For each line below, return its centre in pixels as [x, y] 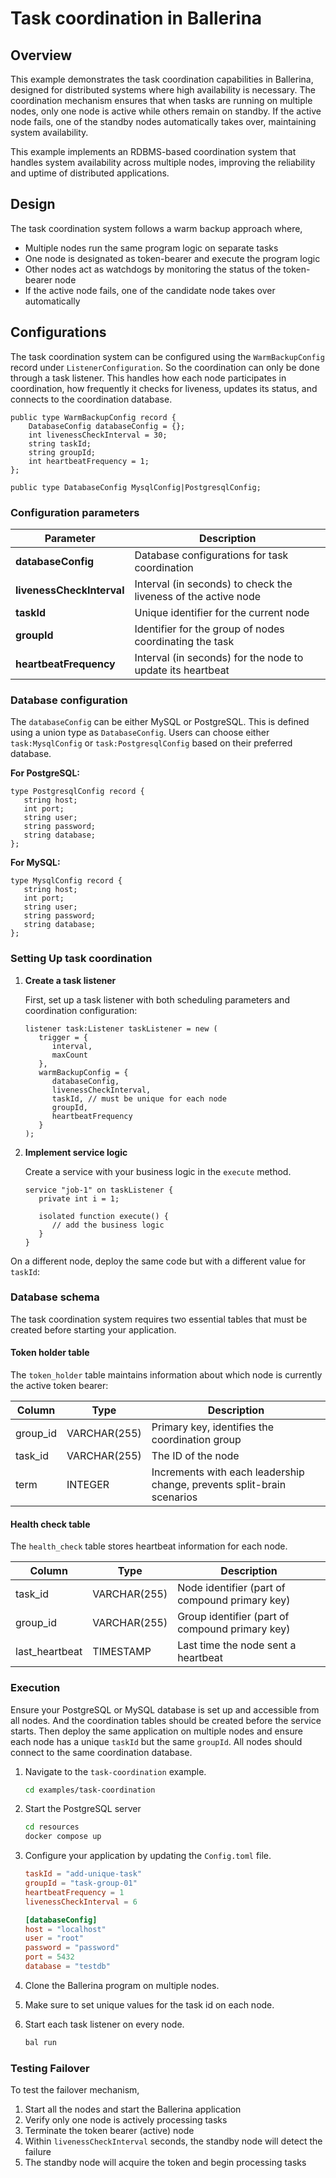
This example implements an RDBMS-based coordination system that [153, 151]
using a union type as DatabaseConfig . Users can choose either [140, 733]
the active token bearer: [59, 1386]
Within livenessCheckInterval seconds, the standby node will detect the [173, 2141]
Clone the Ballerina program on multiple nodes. [122, 1985]
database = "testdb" [67, 1967]
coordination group [196, 1440]
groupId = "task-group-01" [81, 1883]
